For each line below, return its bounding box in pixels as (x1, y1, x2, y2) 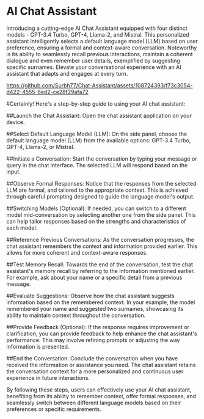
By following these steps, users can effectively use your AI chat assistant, (6, 386, 192, 393)
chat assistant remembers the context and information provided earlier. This (6, 242, 197, 250)
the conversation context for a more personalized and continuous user (6, 368, 184, 375)
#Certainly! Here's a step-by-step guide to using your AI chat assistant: (6, 100, 186, 107)
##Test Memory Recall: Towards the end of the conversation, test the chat (6, 261, 194, 268)
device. (6, 118, 25, 126)
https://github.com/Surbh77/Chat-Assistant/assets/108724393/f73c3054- (6, 81, 193, 89)
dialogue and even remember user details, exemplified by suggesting (6, 57, 180, 64)
